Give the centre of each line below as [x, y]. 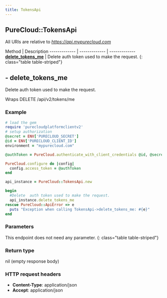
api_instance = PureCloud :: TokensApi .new [49, 182]
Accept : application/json [38, 290]
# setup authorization [29, 132]
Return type [20, 250]
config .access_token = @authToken [45, 168]
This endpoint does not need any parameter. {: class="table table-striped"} [82, 237]
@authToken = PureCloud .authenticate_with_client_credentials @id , [77, 155]
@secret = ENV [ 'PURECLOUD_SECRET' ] [42, 137]
